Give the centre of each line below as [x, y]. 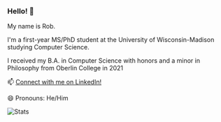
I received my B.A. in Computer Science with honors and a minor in [104, 61]
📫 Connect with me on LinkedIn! [55, 82]
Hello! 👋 [21, 11]
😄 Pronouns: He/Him [38, 98]
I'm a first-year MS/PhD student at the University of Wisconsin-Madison [111, 40]
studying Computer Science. [48, 47]
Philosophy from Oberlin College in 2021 [65, 68]
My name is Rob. [31, 26]
